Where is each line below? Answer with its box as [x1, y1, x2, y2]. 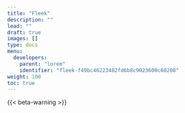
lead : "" [7, 22, 32, 29]
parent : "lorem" [19, 61, 66, 67]
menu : [7, 48, 23, 55]
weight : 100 [7, 73, 41, 80]
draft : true [7, 29, 41, 36]
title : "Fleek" [7, 10, 51, 17]
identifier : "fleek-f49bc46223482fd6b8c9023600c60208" [19, 67, 180, 74]
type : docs [7, 42, 38, 48]
